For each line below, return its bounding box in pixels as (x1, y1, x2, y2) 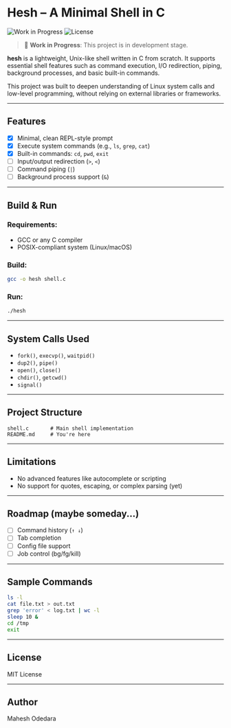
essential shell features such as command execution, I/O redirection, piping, (7, 61, 222, 69)
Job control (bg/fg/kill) (16, 549, 81, 558)
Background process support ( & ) (16, 173, 109, 181)
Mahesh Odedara (7, 714, 56, 723)
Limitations (7, 456, 56, 468)
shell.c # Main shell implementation (7, 424, 134, 432)
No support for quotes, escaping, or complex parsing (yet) (16, 481, 183, 490)
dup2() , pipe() (16, 359, 58, 367)
